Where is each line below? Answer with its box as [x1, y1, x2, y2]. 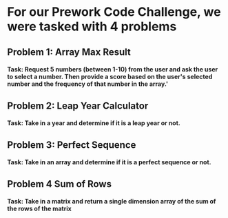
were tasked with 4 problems [7, 19, 177, 34]
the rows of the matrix [7, 204, 72, 213]
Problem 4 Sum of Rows [7, 178, 112, 190]
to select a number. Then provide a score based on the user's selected [7, 73, 213, 81]
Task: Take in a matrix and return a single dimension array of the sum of [7, 197, 216, 206]
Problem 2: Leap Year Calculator [7, 100, 149, 111]
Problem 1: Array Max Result [7, 46, 131, 58]
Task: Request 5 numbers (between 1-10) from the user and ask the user [7, 65, 218, 74]
